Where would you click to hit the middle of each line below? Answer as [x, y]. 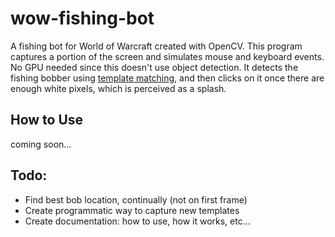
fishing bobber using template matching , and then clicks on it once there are [167, 78]
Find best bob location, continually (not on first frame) [136, 199]
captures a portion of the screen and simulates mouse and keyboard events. [167, 56]
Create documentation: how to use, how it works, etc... [137, 221]
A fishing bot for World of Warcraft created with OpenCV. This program [156, 46]
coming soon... [41, 144]
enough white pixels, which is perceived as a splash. [118, 88]
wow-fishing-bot [82, 18]
